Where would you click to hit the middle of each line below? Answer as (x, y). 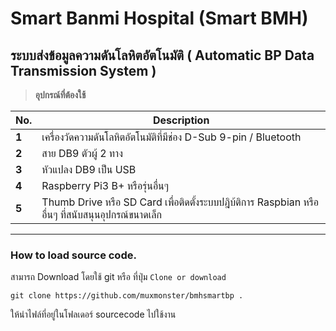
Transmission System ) (83, 70)
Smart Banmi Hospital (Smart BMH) (159, 18)
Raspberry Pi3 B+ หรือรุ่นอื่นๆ (105, 185)
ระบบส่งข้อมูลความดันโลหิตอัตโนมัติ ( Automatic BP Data (162, 55)
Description (181, 120)
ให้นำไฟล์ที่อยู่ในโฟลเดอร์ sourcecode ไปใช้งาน (93, 314)
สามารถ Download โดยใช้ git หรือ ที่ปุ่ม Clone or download (118, 277)
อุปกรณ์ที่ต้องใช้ (60, 95)
